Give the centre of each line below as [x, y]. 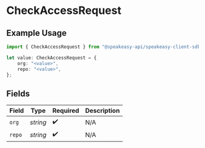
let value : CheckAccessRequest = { [52, 58]
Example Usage [37, 33]
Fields [18, 94]
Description [103, 111]
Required [66, 111]
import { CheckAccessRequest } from [53, 47]
